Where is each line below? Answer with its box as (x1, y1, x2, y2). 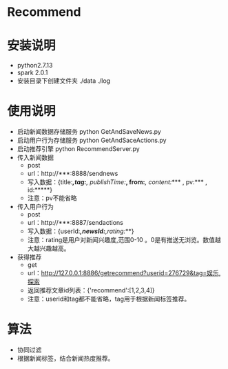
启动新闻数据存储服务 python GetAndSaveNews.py (17, 128, 162, 136)
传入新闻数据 (17, 153, 54, 162)
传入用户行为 (17, 203, 54, 211)
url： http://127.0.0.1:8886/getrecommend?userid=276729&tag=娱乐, (27, 269, 221, 277)
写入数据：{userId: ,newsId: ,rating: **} (27, 227, 134, 235)
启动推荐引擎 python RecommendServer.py (17, 145, 140, 153)
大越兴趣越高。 (27, 244, 70, 252)
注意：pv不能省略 (27, 194, 77, 202)
